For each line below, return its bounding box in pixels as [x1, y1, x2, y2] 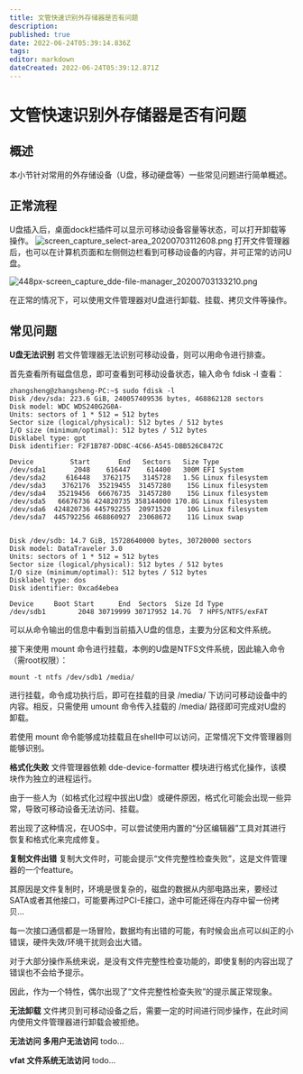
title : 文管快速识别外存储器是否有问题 [9, 13, 139, 23]
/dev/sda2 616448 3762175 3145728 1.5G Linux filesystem [9, 473, 269, 482]
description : [9, 22, 59, 31]
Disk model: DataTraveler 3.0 [9, 544, 124, 553]
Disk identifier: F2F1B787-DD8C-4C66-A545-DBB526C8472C [9, 441, 224, 451]
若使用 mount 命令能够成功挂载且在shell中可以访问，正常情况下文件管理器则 [9, 731, 292, 742]
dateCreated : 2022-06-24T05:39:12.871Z [9, 64, 160, 73]
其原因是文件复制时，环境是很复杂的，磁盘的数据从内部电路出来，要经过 [9, 883, 278, 894]
